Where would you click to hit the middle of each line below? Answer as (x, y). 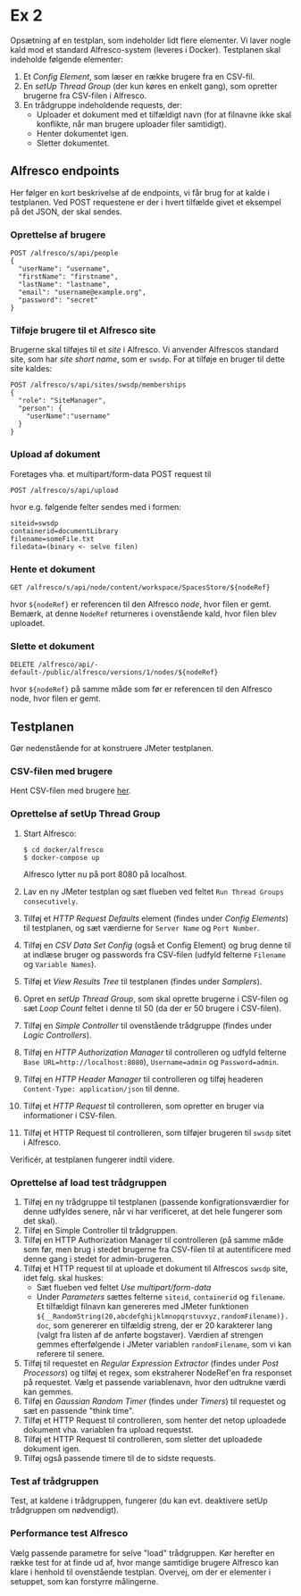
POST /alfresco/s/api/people (64, 254)
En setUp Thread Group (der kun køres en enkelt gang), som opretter (150, 86)
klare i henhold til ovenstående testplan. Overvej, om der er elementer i (141, 1572)
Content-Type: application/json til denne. (101, 1088)
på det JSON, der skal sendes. (67, 212)
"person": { (41, 409)
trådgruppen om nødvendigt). (65, 1510)
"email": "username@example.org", (82, 292)
